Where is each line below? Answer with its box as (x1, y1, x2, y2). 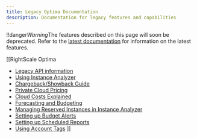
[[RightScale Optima (6, 55, 56, 63)
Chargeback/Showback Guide (14, 80, 90, 87)
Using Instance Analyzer (14, 74, 77, 81)
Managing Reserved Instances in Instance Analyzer (14, 105, 143, 113)
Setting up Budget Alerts (14, 112, 77, 119)
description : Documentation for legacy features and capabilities (6, 14, 177, 20)
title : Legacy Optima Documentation (6, 8, 98, 15)
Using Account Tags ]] (14, 125, 71, 132)
